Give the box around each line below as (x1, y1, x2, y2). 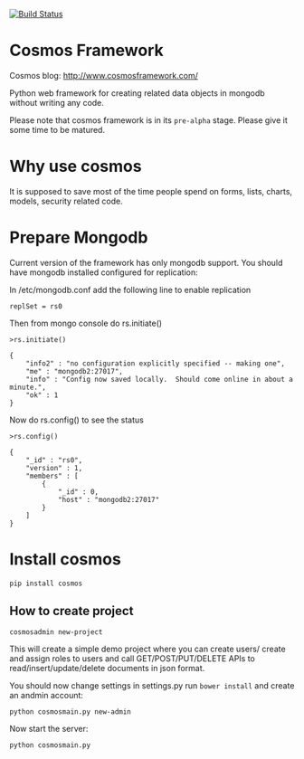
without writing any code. (9, 97, 104, 108)
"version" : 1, (25, 463, 83, 472)
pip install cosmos (9, 579, 83, 588)
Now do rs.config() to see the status (9, 414, 145, 425)
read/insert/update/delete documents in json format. (9, 662, 205, 673)
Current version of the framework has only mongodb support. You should (9, 257, 283, 268)
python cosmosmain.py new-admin (9, 707, 131, 716)
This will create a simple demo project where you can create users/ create (9, 643, 287, 654)
